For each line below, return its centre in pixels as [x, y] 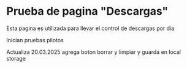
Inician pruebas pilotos [35, 40]
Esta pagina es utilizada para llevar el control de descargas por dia [90, 28]
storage [16, 58]
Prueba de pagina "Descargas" [87, 11]
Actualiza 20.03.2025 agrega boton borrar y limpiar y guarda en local [93, 52]
